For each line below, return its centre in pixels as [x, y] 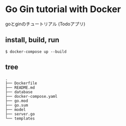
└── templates [20, 118]
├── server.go [20, 114]
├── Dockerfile [21, 83]
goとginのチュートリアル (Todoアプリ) [45, 24]
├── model [16, 109]
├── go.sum [17, 105]
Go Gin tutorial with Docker [63, 9]
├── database [19, 92]
